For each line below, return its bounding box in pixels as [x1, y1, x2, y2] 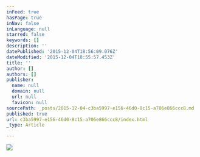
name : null [12, 83, 40, 89]
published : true [6, 111, 47, 117]
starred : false [6, 32, 45, 38]
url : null [12, 94, 36, 100]
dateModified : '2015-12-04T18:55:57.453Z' [6, 54, 116, 60]
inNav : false [6, 20, 40, 26]
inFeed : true [6, 9, 40, 15]
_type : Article [6, 122, 45, 128]
